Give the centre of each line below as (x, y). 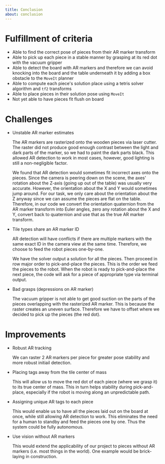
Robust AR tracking (32, 348)
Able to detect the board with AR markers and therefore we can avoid (82, 68)
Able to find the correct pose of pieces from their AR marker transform (84, 52)
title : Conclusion (24, 10)
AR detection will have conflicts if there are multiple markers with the (82, 239)
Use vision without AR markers (43, 436)
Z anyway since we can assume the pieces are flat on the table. (77, 199)
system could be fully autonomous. (48, 427)
